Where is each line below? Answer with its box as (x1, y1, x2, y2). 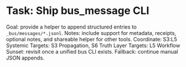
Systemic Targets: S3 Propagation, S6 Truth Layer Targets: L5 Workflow (6, 42, 181, 49)
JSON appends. (6, 54, 45, 61)
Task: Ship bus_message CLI (6, 4, 150, 17)
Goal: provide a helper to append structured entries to (6, 23, 137, 30)
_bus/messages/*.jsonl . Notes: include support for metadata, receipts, (6, 29, 177, 36)
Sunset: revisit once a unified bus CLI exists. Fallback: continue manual (6, 48, 178, 55)
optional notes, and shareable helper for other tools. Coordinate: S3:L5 (6, 36, 178, 43)
